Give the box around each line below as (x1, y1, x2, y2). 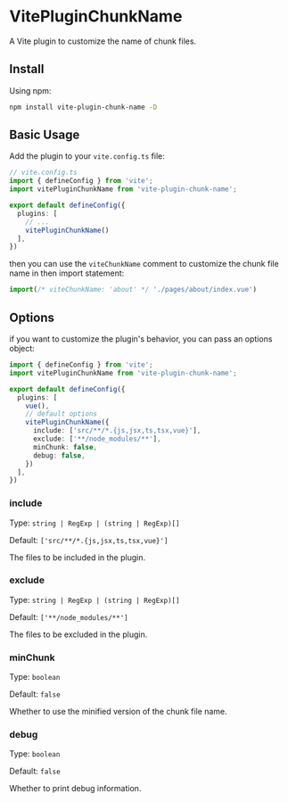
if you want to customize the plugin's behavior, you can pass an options (9, 334, 273, 344)
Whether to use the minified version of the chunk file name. (9, 707, 227, 717)
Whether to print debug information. (9, 783, 142, 794)
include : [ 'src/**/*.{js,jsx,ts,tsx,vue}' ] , (32, 426, 202, 435)
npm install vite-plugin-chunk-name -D (9, 103, 158, 112)
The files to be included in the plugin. (9, 551, 145, 563)
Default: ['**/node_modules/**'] (9, 611, 129, 622)
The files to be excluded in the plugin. (9, 629, 148, 640)
